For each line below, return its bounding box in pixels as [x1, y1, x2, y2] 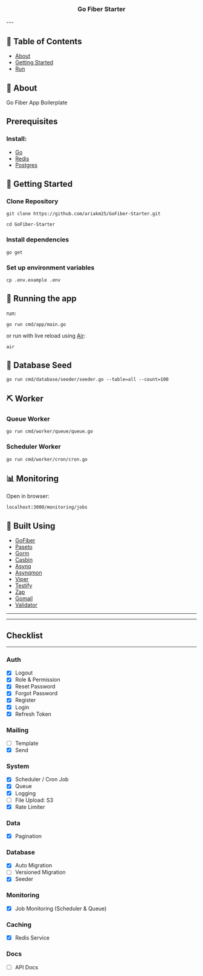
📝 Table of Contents [6, 36, 82, 47]
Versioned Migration [14, 869, 66, 876]
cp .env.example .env [6, 277, 61, 283]
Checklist [6, 630, 43, 641]
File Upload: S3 [14, 796, 53, 804]
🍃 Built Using [6, 520, 56, 531]
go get [6, 249, 23, 255]
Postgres [14, 161, 38, 169]
